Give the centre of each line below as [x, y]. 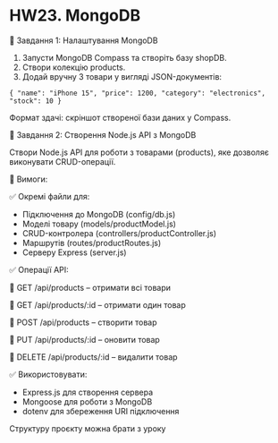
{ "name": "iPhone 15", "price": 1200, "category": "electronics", [138, 93]
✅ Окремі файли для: [50, 196]
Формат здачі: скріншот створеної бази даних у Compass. [120, 117]
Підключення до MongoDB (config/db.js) [99, 214]
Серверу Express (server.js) [74, 252]
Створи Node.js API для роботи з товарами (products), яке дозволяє [139, 152]
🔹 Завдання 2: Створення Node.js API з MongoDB [103, 134]
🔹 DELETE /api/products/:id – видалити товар [93, 357]
